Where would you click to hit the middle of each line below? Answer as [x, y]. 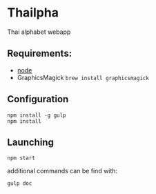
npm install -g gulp [37, 115]
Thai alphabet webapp [39, 32]
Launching [30, 142]
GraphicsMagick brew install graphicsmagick [83, 77]
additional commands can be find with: [62, 171]
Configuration [38, 99]
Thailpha [33, 13]
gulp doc [20, 184]
